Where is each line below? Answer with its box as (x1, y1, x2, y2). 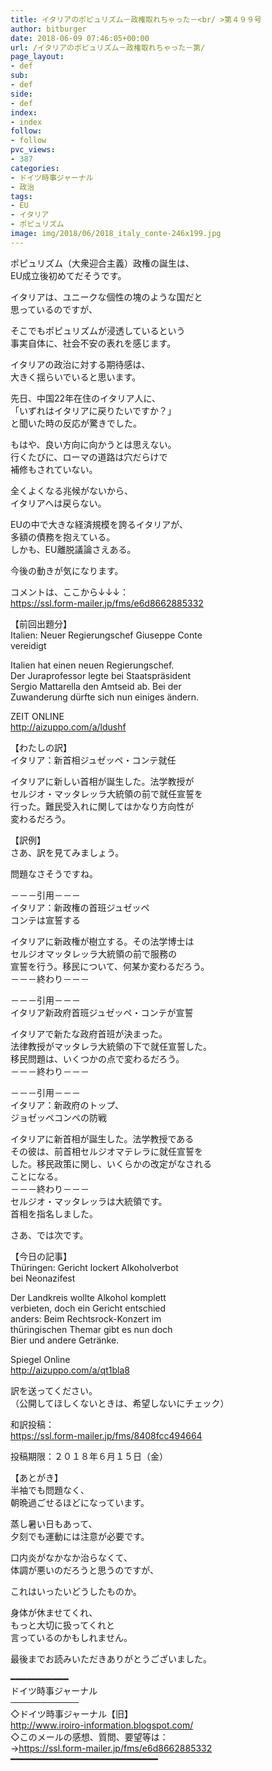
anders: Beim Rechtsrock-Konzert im (10, 1312, 162, 1325)
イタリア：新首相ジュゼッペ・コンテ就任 (10, 754, 177, 766)
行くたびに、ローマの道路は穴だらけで (10, 451, 168, 463)
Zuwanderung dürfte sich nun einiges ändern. (10, 691, 200, 703)
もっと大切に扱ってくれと (10, 1619, 115, 1631)
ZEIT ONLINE (10, 710, 65, 722)
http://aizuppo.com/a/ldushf (10, 721, 127, 733)
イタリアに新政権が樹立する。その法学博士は (10, 935, 195, 947)
